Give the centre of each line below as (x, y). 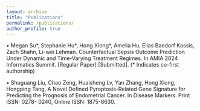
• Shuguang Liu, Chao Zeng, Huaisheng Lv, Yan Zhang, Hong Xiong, (91, 83)
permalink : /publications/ (40, 23)
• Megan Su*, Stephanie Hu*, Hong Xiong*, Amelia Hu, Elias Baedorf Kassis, (100, 46)
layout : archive (27, 12)
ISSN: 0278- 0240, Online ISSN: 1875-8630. (61, 102)
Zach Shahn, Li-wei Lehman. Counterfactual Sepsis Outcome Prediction (96, 52)
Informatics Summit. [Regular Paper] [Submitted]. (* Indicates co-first (93, 65)
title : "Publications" (35, 17)
